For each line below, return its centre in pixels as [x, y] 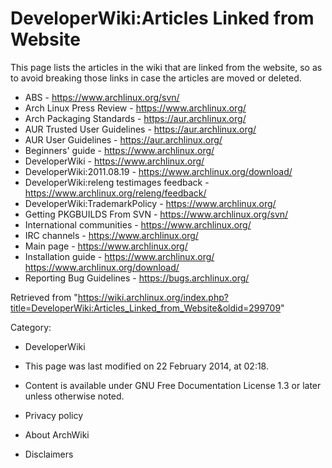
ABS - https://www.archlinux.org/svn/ [102, 97]
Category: [31, 327]
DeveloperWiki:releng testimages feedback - [117, 182]
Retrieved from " [44, 297]
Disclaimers [49, 454]
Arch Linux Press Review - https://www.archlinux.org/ [135, 108]
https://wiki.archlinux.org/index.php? [153, 297]
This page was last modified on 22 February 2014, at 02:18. [146, 366]
